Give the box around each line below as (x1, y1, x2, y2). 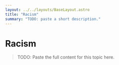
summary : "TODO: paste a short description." (5, 16, 101, 21)
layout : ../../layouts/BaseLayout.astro (5, 7, 90, 12)
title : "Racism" (5, 12, 39, 17)
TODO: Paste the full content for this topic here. (17, 54, 115, 60)
